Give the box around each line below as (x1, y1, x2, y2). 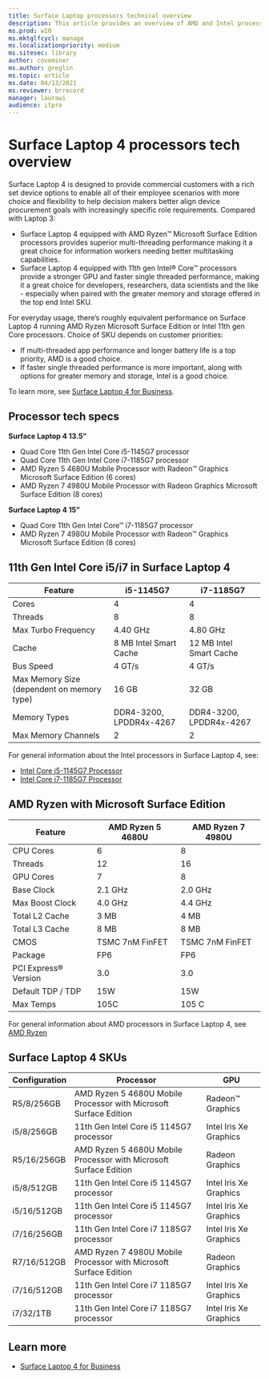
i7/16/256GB (12, 1229, 63, 1240)
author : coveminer (8, 57, 70, 65)
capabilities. (19, 254, 60, 265)
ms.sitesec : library (8, 49, 78, 57)
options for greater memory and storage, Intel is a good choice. (19, 371, 230, 381)
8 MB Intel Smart (113, 637, 177, 649)
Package (12, 949, 46, 960)
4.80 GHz (189, 624, 226, 635)
